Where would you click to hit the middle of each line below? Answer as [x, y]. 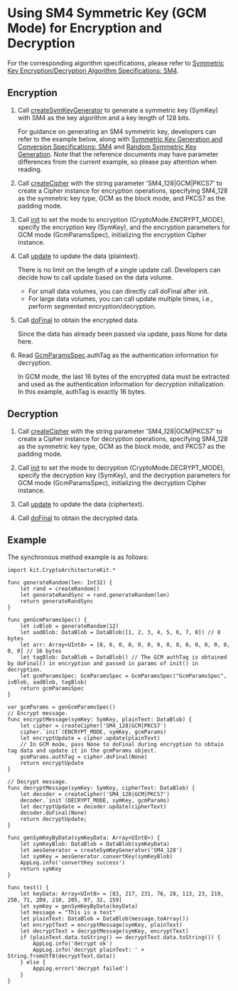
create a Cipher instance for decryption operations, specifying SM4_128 [123, 438]
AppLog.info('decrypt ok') [73, 944]
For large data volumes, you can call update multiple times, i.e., [120, 298]
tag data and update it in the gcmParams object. [82, 751]
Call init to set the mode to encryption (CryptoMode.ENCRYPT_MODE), [121, 219]
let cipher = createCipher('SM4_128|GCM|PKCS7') [93, 726]
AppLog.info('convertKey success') [73, 863]
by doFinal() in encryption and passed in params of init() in [103, 664]
